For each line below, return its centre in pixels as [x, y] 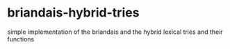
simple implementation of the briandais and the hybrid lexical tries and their [115, 32]
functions [21, 39]
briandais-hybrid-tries [73, 13]
